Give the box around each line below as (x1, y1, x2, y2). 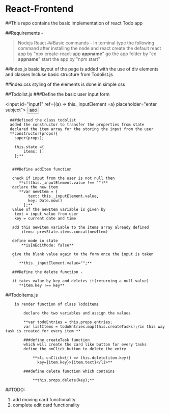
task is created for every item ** (5, 328, 81, 333)
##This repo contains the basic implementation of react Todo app (5, 20, 143, 26)
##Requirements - (5, 30, 44, 36)
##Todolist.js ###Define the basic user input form (5, 91, 110, 97)
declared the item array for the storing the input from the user (10, 126, 154, 132)
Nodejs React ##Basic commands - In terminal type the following (17, 39, 154, 46)
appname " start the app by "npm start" (17, 56, 100, 62)
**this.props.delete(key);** (32, 377, 95, 383)
